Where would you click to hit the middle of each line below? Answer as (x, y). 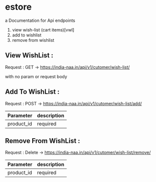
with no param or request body (36, 76)
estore (18, 7)
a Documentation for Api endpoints (40, 20)
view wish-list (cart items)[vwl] (43, 30)
